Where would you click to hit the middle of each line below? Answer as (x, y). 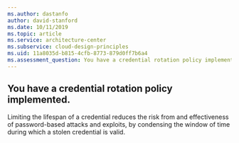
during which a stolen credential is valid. (67, 132)
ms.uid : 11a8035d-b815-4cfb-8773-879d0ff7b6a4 (78, 54)
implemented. (39, 100)
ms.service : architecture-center (57, 40)
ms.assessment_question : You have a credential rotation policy (105, 60)
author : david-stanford (43, 21)
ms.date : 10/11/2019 (38, 27)
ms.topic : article (34, 34)
